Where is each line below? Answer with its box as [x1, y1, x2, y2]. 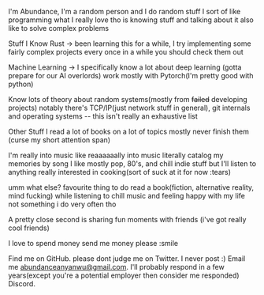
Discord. [8, 279, 35, 288]
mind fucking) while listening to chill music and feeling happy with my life [8, 191, 246, 200]
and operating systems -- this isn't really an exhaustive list [8, 112, 199, 121]
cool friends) [8, 223, 50, 233]
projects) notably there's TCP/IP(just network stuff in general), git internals [8, 103, 251, 112]
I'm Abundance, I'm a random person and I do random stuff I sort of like [8, 7, 241, 16]
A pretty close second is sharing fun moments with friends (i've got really [8, 215, 247, 224]
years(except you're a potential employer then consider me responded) [8, 270, 240, 280]
